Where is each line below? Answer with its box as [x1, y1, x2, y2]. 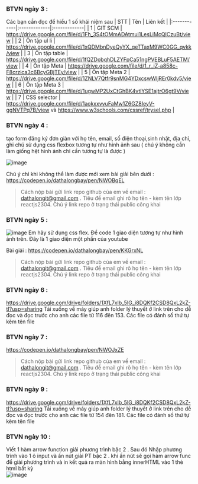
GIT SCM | [96, 24, 122, 31]
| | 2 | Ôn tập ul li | [11, 37, 56, 44]
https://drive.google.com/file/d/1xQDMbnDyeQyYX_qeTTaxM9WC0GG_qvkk [6, 43, 192, 50]
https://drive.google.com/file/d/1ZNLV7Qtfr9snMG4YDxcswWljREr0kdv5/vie [6, 75, 191, 82]
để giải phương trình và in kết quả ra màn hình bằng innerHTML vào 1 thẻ [6, 458, 183, 466]
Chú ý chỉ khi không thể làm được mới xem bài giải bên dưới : [6, 170, 155, 177]
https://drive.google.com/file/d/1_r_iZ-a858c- [67, 62, 178, 69]
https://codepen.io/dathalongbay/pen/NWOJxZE [6, 346, 124, 354]
